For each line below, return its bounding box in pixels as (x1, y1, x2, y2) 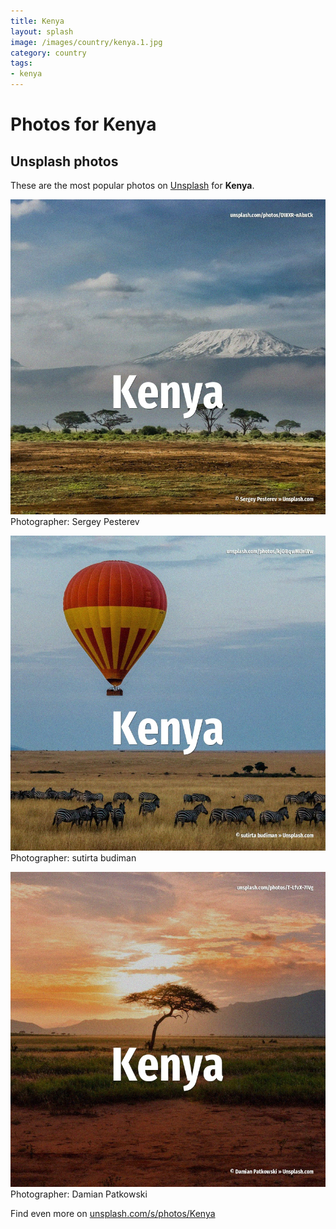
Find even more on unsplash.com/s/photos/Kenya (10, 1208, 216, 1219)
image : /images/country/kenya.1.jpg (10, 37, 163, 47)
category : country (10, 48, 87, 58)
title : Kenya (10, 16, 65, 26)
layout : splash (10, 26, 74, 37)
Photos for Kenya (10, 113, 157, 136)
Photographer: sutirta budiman (10, 852, 137, 864)
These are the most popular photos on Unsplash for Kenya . (10, 180, 255, 191)
